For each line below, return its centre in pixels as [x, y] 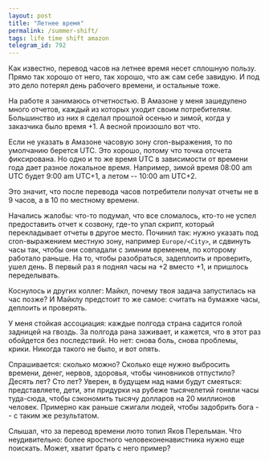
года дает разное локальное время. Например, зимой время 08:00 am [130, 168]
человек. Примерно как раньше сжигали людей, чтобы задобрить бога [131, 407]
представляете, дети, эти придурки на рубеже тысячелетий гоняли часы [134, 390]
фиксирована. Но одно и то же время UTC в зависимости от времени [128, 159]
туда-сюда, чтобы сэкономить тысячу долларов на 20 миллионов [122, 398]
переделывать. [34, 275]
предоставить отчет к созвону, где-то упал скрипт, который [112, 224]
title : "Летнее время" [46, 23]
